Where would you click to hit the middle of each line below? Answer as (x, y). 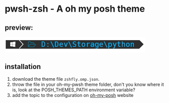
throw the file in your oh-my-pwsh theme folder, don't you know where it (88, 84)
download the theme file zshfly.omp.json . (56, 79)
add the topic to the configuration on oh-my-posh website (73, 95)
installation (23, 67)
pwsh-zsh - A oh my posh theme (75, 9)
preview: (19, 28)
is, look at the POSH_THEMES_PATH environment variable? (74, 90)
